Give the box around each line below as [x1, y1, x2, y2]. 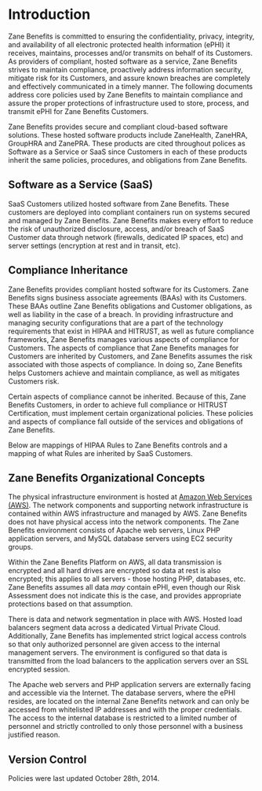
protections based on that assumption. [8, 599, 133, 609]
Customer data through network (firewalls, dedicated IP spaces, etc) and [8, 232, 243, 241]
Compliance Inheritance [8, 263, 129, 277]
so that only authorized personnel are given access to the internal [8, 639, 220, 649]
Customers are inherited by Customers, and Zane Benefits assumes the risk [8, 351, 253, 361]
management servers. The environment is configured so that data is [8, 648, 227, 657]
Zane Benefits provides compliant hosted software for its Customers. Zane [8, 285, 249, 294]
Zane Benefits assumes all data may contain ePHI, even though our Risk [8, 583, 241, 592]
